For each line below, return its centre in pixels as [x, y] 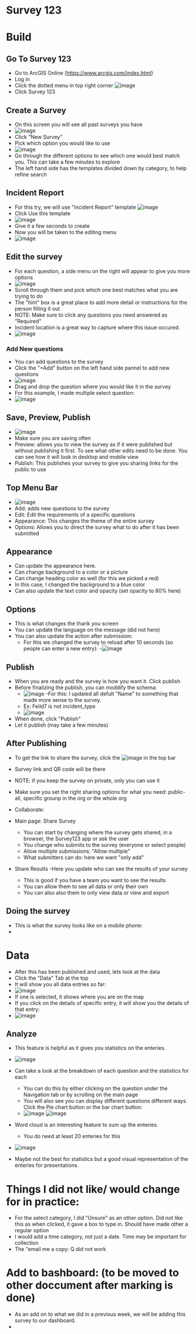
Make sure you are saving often [53, 438]
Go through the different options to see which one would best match [97, 156]
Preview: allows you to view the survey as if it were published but [93, 444]
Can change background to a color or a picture [71, 572]
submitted [27, 533]
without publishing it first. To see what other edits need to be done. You [101, 450]
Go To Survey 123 [39, 59]
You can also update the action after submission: [74, 636]
